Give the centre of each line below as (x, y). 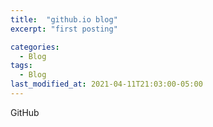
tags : (21, 66)
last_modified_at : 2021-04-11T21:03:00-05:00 (106, 84)
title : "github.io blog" (64, 19)
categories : (35, 47)
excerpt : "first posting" (64, 29)
